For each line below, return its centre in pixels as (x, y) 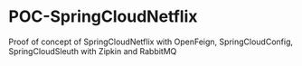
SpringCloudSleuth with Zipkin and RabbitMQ (93, 51)
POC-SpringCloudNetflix (103, 17)
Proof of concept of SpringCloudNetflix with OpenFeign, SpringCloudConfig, (151, 42)
